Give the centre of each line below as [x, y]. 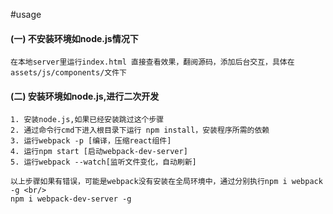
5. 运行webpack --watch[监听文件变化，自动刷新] [103, 162]
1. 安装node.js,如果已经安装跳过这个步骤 [87, 120]
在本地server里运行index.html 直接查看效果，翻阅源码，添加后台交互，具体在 [152, 62]
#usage [26, 14]
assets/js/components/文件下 [69, 73]
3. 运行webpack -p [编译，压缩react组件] [91, 141]
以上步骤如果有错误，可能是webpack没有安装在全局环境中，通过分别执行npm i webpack [166, 182]
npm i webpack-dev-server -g [71, 199]
